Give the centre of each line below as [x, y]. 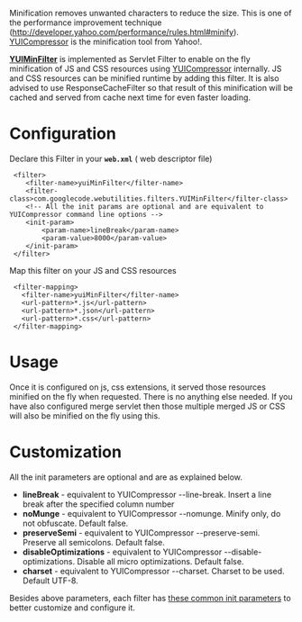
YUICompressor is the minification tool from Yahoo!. [106, 41]
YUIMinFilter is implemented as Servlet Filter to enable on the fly [130, 59]
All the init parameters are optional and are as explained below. [126, 477]
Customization [65, 452]
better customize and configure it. [72, 608]
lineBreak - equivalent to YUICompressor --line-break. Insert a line [147, 494]
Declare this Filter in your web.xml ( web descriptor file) [111, 158]
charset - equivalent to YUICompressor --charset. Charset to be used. [154, 571]
